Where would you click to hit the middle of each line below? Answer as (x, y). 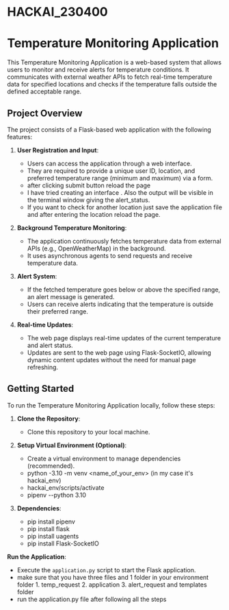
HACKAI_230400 (57, 12)
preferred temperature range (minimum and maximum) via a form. (120, 178)
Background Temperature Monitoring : (72, 228)
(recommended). (51, 466)
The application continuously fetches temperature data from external (124, 241)
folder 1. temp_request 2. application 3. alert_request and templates (112, 585)
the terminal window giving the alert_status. (89, 200)
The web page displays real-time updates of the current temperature (124, 338)
